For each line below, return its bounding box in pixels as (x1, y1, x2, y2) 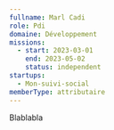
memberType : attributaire (9, 87, 105, 96)
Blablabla (9, 112, 44, 123)
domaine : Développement (9, 29, 98, 38)
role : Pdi (9, 21, 46, 30)
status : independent (25, 63, 102, 72)
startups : (9, 71, 46, 80)
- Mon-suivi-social (17, 79, 90, 88)
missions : (9, 37, 46, 47)
